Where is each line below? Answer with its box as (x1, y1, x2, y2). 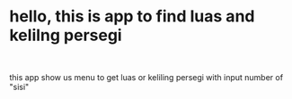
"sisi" (9, 81, 30, 92)
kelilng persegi (9, 25, 123, 45)
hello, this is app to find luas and (9, 6, 255, 27)
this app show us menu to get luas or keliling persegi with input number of (9, 71, 284, 82)
